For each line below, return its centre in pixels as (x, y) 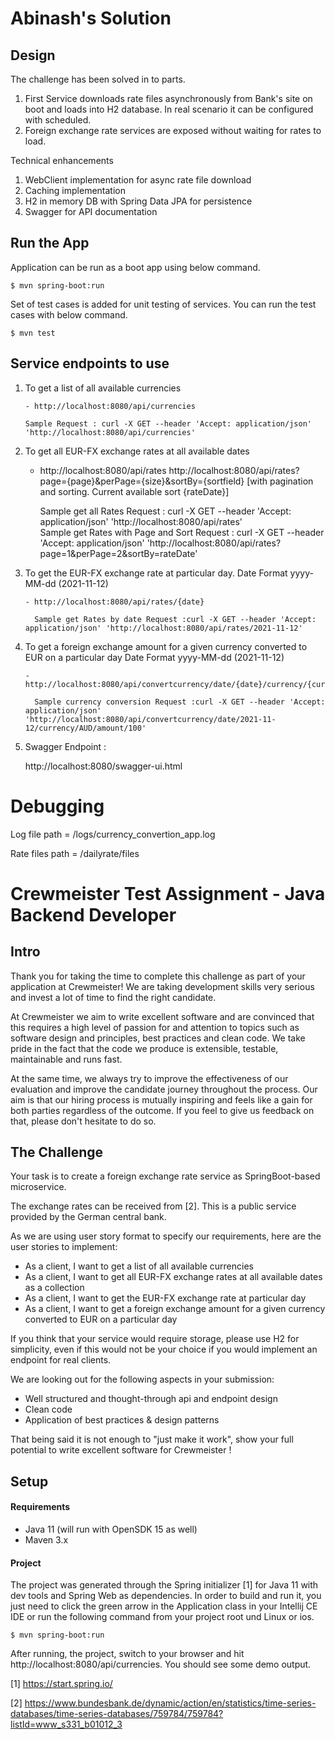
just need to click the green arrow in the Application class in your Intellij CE (164, 1606)
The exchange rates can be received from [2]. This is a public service (153, 1206)
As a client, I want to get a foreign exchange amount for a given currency (175, 1309)
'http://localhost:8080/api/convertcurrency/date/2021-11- (150, 719)
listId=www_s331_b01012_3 (66, 1724)
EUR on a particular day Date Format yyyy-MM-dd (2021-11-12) (154, 657)
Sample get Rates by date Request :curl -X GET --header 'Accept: (175, 619)
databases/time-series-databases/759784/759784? (117, 1714)
